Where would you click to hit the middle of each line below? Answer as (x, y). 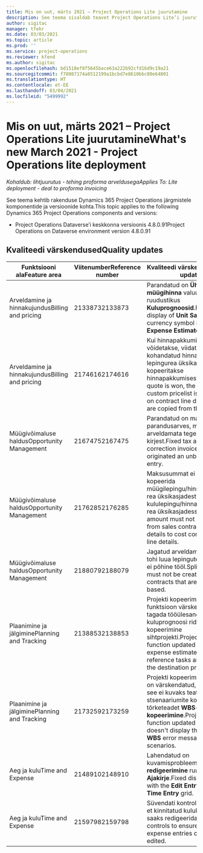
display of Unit (167, 315)
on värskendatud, (171, 685)
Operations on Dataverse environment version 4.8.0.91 (83, 231)
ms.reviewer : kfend (31, 57)
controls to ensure (172, 826)
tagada (156, 614)
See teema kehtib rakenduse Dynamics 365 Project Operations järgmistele (99, 200)
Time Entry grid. (170, 793)
